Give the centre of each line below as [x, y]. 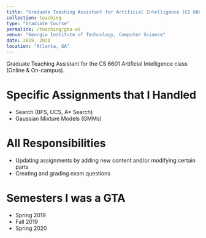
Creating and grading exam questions [63, 173]
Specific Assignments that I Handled [101, 95]
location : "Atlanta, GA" [38, 47]
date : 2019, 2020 [29, 40]
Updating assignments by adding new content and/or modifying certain [105, 160]
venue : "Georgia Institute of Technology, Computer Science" [86, 35]
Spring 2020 [31, 228]
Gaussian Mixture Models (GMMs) [59, 118]
